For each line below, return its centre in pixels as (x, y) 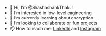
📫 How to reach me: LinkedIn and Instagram (55, 28)
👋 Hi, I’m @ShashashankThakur (42, 8)
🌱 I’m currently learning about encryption (52, 18)
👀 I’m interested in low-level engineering (51, 13)
